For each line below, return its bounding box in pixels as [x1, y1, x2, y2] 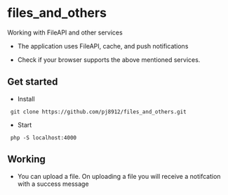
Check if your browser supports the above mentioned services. [17, 55, 201, 64]
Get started [7, 76, 58, 88]
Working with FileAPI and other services [7, 28, 123, 37]
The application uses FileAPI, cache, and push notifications [17, 42, 189, 50]
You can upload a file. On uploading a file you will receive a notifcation [17, 172, 221, 180]
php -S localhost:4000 [10, 134, 77, 141]
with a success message [17, 180, 89, 188]
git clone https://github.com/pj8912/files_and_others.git [10, 108, 187, 115]
